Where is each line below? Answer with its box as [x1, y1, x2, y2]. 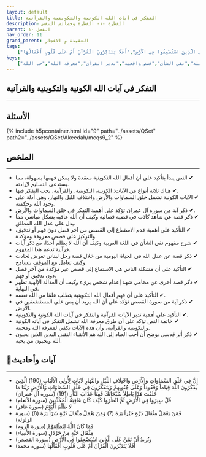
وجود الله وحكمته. [15, 200, 56, 207]
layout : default [6, 9, 48, 15]
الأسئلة [6, 111, 29, 122]
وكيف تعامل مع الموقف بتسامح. [15, 259, 87, 266]
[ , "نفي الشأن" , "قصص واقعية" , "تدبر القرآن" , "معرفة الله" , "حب [17, 60, 191, 66]
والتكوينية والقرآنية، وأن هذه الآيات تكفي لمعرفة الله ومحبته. [15, 324, 150, 331]
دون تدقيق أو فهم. [15, 271, 56, 279]
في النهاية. [15, 284, 39, 292]
